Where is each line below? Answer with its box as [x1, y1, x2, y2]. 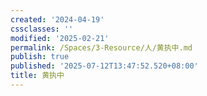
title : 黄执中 [10, 71, 65, 81]
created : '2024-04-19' [10, 14, 105, 25]
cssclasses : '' [10, 24, 74, 34]
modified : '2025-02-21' [10, 33, 110, 43]
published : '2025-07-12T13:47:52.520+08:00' [10, 61, 199, 71]
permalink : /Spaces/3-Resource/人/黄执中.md [10, 42, 193, 53]
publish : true [10, 52, 70, 62]
